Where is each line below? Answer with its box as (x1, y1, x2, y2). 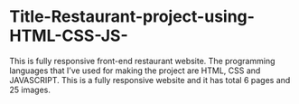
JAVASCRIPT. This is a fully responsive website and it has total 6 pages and (9, 74, 291, 85)
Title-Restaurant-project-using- (9, 6, 256, 27)
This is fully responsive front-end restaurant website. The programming (9, 55, 276, 66)
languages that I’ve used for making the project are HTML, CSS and (9, 65, 261, 76)
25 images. (9, 84, 51, 95)
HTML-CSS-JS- (9, 25, 128, 46)
